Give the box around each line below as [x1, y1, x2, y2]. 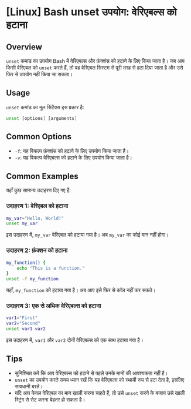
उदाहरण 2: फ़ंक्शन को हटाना [6, 246, 68, 254]
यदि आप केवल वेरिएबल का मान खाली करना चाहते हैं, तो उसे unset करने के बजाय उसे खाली [14, 389, 185, 396]
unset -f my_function [6, 276, 59, 282]
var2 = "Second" [6, 320, 41, 327]
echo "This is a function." [16, 265, 85, 271]
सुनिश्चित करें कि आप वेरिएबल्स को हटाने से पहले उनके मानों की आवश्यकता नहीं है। [14, 370, 168, 377]
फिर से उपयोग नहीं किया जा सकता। [6, 71, 73, 78]
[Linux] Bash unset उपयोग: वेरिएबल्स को [6, 5, 177, 19]
